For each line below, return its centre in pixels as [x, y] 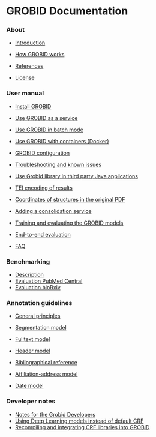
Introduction [30, 43]
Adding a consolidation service [53, 211]
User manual [25, 93]
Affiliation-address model [46, 374]
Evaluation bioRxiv [38, 288]
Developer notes [31, 402]
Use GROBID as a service [46, 118]
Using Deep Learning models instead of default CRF [79, 421]
